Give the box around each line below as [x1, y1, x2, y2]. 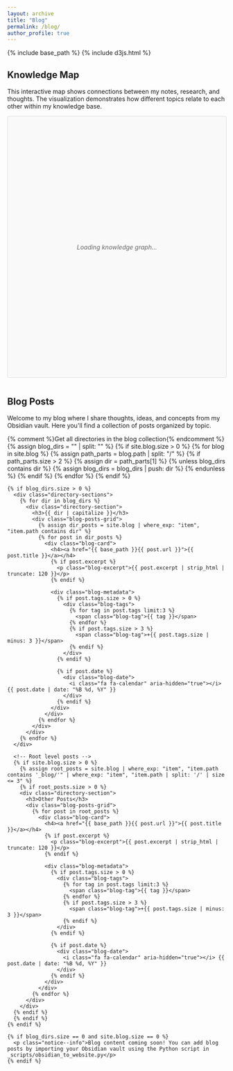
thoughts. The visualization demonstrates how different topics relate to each [7, 95, 225, 103]
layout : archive [7, 10, 54, 17]
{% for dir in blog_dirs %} [19, 498, 101, 505]
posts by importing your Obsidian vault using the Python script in [7, 1045, 209, 1053]
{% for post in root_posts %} [32, 808, 119, 815]
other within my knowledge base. [7, 102, 103, 111]
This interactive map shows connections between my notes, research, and [7, 88, 220, 96]
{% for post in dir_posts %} [37, 534, 123, 541]
